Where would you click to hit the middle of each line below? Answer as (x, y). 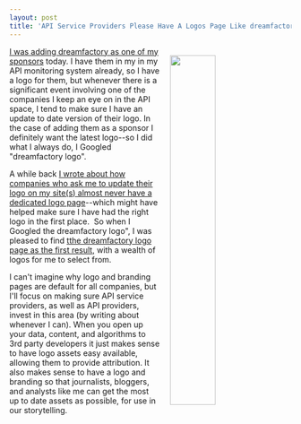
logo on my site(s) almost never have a (81, 193)
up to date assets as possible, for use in (83, 401)
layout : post (34, 17)
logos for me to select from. (60, 259)
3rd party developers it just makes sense (85, 343)
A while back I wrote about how (68, 173)
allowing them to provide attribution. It (79, 362)
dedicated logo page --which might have (84, 202)
